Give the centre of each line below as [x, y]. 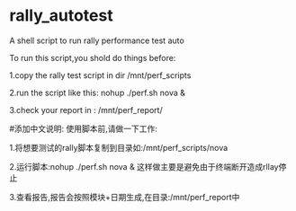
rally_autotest [62, 16]
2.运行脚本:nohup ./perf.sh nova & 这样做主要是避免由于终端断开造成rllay [144, 166]
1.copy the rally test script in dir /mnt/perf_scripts [100, 75]
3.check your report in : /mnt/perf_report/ [86, 110]
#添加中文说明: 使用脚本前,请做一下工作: [83, 128]
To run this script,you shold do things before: [93, 57]
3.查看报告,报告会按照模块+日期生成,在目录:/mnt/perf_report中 [125, 197]
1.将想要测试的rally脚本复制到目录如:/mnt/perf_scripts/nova [119, 147]
